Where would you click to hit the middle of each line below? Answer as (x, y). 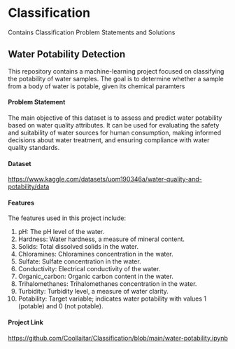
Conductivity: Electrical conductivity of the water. (89, 269)
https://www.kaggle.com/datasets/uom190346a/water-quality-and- (105, 179)
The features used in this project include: (67, 218)
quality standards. (34, 147)
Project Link (26, 322)
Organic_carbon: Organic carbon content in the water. (96, 276)
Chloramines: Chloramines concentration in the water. (95, 254)
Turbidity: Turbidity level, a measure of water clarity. (93, 292)
